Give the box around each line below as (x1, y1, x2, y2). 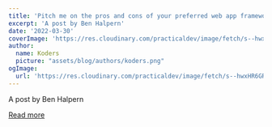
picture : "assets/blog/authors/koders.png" (15, 57, 164, 66)
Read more (8, 110, 45, 120)
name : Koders (15, 49, 60, 57)
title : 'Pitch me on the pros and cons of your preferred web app (8, 11, 237, 20)
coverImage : (8, 34, 49, 43)
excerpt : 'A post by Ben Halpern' (8, 19, 125, 28)
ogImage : (8, 65, 38, 73)
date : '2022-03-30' (8, 27, 74, 35)
